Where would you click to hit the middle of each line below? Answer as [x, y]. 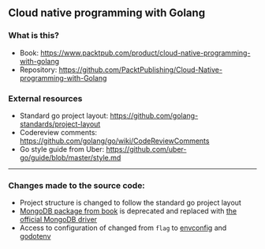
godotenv [35, 236]
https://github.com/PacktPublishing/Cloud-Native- [141, 70]
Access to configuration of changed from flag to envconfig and [123, 228]
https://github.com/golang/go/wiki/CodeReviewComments [114, 141]
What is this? [34, 36]
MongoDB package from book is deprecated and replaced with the [128, 211]
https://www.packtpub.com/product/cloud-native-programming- [146, 53]
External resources [45, 98]
